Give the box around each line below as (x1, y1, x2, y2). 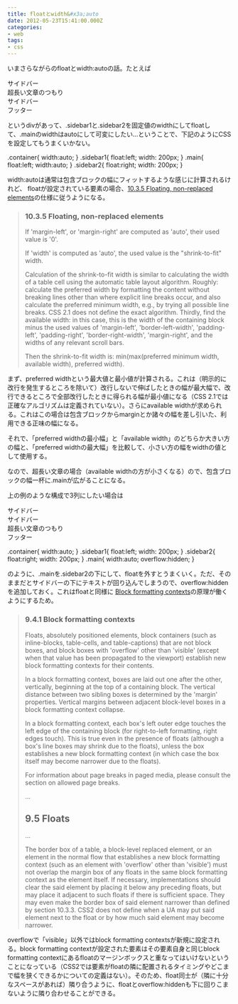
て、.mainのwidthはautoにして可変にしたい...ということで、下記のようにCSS (7, 130, 232, 138)
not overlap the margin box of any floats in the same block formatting (24, 868, 227, 876)
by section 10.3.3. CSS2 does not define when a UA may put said (24, 906, 215, 914)
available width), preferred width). (24, 360, 124, 368)
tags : (7, 37, 23, 44)
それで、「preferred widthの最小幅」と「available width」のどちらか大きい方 (7, 434, 230, 443)
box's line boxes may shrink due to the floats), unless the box (24, 742, 205, 750)
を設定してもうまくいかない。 (7, 139, 94, 147)
